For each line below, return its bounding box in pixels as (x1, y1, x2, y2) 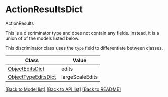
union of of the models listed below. (5, 35, 80, 41)
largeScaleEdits (61, 73, 98, 80)
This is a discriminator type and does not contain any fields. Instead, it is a (5, 30, 159, 36)
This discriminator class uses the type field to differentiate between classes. (5, 45, 163, 51)
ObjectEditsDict (8, 65, 45, 72)
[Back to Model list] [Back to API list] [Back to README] (5, 86, 121, 92)
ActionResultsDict (5, 4, 83, 15)
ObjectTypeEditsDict (8, 73, 57, 80)
